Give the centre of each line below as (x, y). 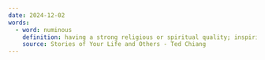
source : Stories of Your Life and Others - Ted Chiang (114, 44)
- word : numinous (44, 30)
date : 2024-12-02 (37, 15)
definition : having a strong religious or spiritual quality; (127, 37)
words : (19, 23)
